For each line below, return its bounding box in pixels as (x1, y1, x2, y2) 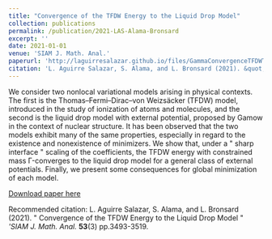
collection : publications (8, 19, 96, 28)
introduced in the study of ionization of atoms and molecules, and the (8, 104, 240, 113)
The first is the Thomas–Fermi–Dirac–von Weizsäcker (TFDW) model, (8, 95, 239, 105)
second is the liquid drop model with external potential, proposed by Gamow (8, 113, 263, 122)
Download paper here (8, 188, 81, 198)
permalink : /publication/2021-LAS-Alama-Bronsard (8, 27, 180, 35)
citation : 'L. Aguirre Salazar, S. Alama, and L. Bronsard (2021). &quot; (8, 65, 266, 73)
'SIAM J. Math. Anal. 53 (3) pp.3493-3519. (8, 221, 149, 231)
